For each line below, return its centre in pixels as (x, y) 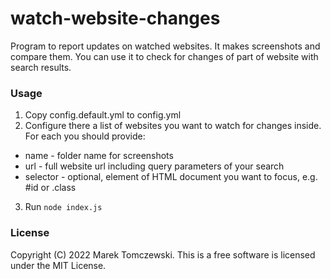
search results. (41, 67)
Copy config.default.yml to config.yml (103, 115)
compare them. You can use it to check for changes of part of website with (164, 56)
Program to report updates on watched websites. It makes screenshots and (165, 46)
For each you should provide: (85, 136)
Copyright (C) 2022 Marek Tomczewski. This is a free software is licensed (163, 254)
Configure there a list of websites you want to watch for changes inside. (173, 126)
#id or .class (50, 188)
